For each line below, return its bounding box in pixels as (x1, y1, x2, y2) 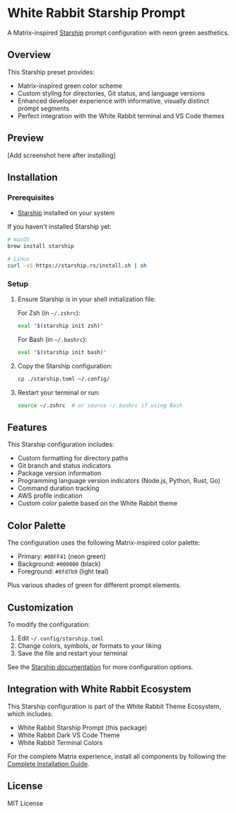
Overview (7, 49, 52, 61)
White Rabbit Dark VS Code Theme (17, 731, 120, 739)
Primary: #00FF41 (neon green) (17, 552, 106, 561)
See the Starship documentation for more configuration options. (7, 662, 194, 671)
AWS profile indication (17, 491, 83, 500)
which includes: (7, 710, 53, 718)
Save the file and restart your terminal (17, 649, 128, 657)
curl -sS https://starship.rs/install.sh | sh (7, 262, 147, 269)
